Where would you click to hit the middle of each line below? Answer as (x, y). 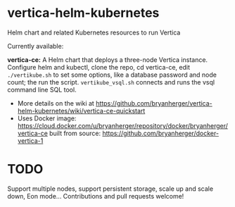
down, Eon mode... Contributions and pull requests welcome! (96, 196)
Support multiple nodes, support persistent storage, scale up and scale (110, 189)
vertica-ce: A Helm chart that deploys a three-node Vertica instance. (108, 59)
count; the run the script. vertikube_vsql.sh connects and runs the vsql (111, 82)
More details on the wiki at (56, 103)
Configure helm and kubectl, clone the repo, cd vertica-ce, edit (99, 67)
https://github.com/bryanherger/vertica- (154, 103)
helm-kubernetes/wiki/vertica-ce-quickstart (81, 111)
